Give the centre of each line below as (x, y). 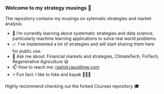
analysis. (14, 24)
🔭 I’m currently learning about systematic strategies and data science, (83, 33)
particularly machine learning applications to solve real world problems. (84, 38)
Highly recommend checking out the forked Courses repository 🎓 (72, 86)
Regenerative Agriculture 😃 (40, 62)
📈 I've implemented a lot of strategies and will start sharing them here (83, 44)
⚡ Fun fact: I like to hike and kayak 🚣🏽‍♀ (52, 75)
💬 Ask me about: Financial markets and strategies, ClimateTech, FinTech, (86, 57)
